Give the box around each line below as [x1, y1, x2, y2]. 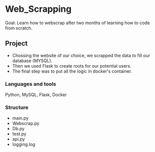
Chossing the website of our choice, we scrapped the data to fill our [12, 52, 150, 58]
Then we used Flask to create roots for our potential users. [12, 63, 131, 69]
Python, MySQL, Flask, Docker [5, 92, 67, 98]
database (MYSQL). [12, 58, 53, 64]
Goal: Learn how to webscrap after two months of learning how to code [5, 20, 150, 26]
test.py [12, 131, 27, 137]
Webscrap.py [12, 120, 39, 126]
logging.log [12, 142, 35, 148]
